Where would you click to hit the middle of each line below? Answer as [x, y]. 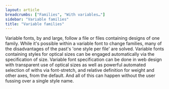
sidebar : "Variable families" [37, 19]
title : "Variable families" [35, 24]
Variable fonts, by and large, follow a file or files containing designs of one [82, 38]
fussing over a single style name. [40, 81]
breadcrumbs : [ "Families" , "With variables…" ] [55, 15]
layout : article [22, 10]
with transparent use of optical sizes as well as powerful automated [76, 65]
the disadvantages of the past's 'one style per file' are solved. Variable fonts [85, 49]
